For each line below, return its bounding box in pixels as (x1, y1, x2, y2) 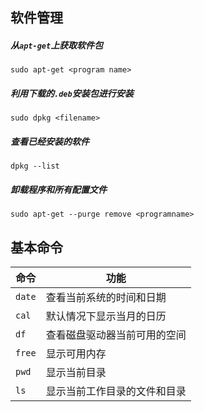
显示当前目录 (45, 366, 107, 380)
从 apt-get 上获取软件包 (10, 39, 104, 51)
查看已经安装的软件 (10, 135, 90, 147)
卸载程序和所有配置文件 (10, 183, 107, 195)
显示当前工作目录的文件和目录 (45, 384, 187, 398)
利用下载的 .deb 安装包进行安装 (10, 87, 134, 99)
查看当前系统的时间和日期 (45, 291, 167, 305)
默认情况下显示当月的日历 (45, 309, 167, 323)
